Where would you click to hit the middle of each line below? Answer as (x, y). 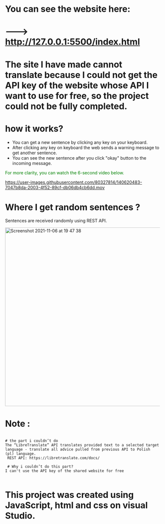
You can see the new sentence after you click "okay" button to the (79, 158)
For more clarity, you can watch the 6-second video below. (65, 172)
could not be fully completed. (66, 106)
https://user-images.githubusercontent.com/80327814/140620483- (74, 182)
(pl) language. (21, 454)
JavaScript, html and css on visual (77, 505)
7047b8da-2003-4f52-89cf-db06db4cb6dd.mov (55, 187)
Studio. (20, 515)
